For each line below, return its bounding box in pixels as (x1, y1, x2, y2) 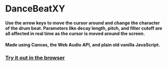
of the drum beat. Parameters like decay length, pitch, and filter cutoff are (5, 25, 162, 31)
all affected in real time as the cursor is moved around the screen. (5, 30, 145, 36)
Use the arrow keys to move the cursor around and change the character (5, 19, 160, 25)
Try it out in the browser (5, 54, 65, 61)
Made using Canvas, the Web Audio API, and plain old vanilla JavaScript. (5, 42, 160, 48)
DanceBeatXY (5, 3, 65, 14)
